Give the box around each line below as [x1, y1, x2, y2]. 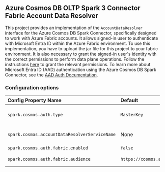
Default [120, 97, 138, 104]
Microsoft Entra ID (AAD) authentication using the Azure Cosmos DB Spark [5, 67, 156, 72]
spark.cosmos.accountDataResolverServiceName [7, 132, 116, 138]
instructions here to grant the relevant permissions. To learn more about [5, 61, 151, 67]
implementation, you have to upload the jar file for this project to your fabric [5, 45, 158, 51]
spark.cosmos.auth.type [7, 112, 63, 118]
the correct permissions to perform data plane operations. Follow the [5, 56, 145, 62]
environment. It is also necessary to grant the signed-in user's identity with [5, 51, 157, 57]
